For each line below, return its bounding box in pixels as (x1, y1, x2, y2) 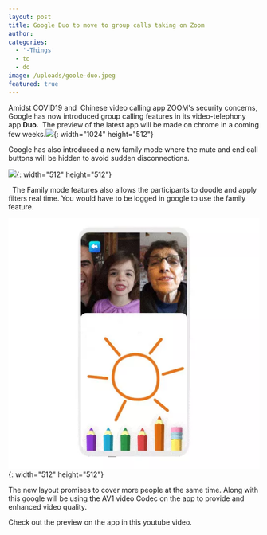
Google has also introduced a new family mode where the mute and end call (8, 144, 258, 154)
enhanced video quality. (8, 502, 88, 511)
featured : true (8, 80, 59, 88)
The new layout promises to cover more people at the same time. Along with (8, 485, 259, 494)
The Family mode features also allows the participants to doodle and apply (11, 185, 257, 194)
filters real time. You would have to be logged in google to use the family (8, 193, 246, 203)
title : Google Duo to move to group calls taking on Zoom (8, 21, 205, 29)
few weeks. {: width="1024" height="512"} (8, 129, 154, 139)
